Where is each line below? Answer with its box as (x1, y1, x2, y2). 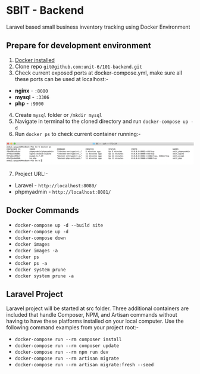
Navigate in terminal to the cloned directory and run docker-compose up (14, 118, 189, 125)
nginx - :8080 (14, 87, 49, 94)
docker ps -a (14, 260, 48, 266)
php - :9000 (14, 100, 44, 107)
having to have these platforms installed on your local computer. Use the (6, 317, 184, 325)
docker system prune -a (14, 273, 74, 279)
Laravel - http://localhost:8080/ (14, 181, 97, 188)
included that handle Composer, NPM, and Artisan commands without (6, 311, 177, 319)
